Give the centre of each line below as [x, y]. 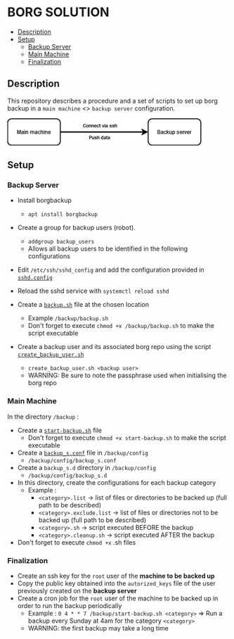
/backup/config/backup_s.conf [72, 461]
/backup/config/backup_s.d [67, 476]
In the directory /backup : [43, 417]
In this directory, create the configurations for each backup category [117, 482]
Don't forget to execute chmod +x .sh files [77, 542]
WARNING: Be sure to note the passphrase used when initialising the [127, 375]
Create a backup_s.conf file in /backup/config [83, 453]
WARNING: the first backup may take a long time [98, 628]
